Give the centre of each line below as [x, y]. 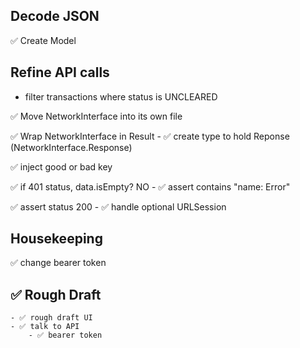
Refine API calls [60, 72]
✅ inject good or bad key [61, 166]
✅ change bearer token [58, 263]
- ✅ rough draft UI [51, 318]
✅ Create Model [43, 40]
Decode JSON [55, 16]
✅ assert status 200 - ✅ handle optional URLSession [118, 206]
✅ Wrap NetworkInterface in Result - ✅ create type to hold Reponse [150, 136]
